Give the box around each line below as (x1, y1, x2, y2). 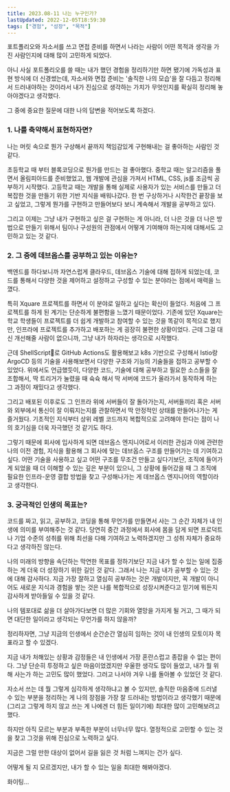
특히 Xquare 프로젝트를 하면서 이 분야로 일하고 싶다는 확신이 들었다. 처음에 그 (7, 299, 214, 307)
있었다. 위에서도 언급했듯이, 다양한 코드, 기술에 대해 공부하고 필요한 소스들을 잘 (7, 366, 218, 374)
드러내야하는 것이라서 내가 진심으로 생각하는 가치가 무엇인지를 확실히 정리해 (14, 83, 216, 92)
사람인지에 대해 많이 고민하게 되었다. (14, 51, 112, 59)
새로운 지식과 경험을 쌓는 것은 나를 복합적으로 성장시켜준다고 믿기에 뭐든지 (19, 583, 218, 592)
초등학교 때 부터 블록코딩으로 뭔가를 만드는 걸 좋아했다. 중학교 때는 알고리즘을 (7, 165, 214, 174)
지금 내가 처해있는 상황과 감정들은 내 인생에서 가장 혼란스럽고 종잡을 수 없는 (7, 653, 209, 661)
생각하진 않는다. (19, 543, 62, 551)
